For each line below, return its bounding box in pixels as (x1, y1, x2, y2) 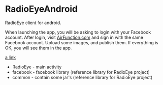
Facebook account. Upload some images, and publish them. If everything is (5, 39, 159, 45)
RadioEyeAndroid (5, 3, 78, 15)
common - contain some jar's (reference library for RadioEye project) (12, 74, 153, 80)
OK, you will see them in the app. (5, 45, 72, 51)
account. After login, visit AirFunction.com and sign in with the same (5, 34, 144, 40)
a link (5, 54, 16, 60)
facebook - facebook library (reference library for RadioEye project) (12, 69, 150, 75)
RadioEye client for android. (5, 20, 62, 26)
